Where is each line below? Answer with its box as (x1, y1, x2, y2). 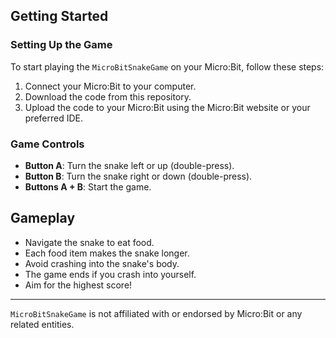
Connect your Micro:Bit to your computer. (24, 80, 197, 92)
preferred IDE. (24, 112, 84, 124)
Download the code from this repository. (24, 90, 192, 103)
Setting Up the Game (10, 38, 113, 52)
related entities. (10, 318, 75, 330)
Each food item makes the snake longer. (24, 247, 190, 259)
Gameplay (10, 210, 76, 227)
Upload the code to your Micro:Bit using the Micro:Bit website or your (24, 101, 311, 113)
